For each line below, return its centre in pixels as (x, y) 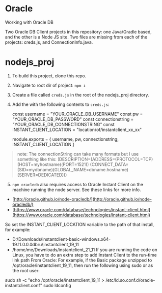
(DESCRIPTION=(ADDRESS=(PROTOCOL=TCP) (105, 159)
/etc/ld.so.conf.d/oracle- (130, 280)
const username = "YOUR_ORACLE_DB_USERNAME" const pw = (78, 114)
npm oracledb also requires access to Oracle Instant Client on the (78, 184)
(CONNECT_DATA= (109, 164)
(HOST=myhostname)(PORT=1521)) (53, 164)
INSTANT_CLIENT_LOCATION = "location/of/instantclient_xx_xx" (77, 130)
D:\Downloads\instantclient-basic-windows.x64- (61, 239)
